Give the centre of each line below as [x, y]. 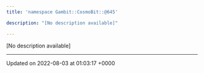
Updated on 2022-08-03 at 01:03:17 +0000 [61, 63]
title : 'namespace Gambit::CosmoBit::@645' [62, 12]
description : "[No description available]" [62, 23]
